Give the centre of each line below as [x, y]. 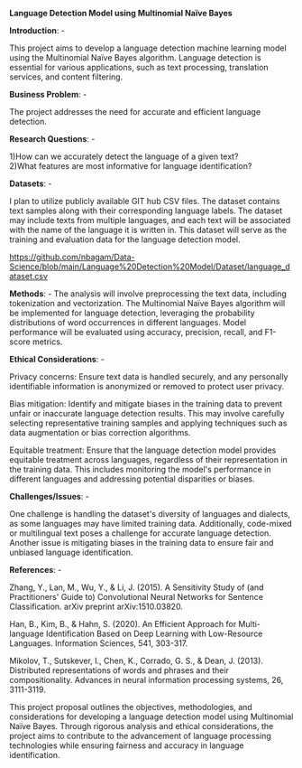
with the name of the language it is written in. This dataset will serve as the [148, 230]
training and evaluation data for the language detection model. [125, 239]
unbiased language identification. [71, 552]
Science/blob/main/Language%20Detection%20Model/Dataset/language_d [150, 267]
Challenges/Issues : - [50, 496]
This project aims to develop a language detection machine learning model [148, 48]
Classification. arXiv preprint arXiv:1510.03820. [96, 606]
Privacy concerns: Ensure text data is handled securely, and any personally [149, 377]
